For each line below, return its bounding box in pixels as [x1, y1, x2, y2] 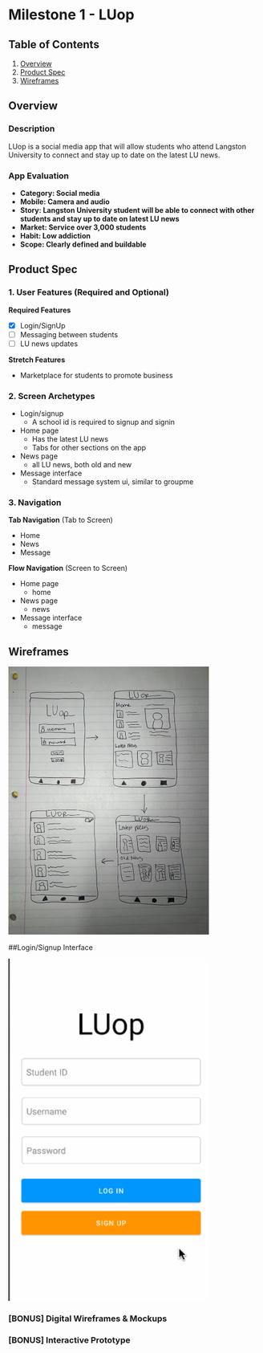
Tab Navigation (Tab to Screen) [8, 516, 114, 525]
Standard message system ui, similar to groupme [31, 477, 194, 487]
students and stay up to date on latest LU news [19, 214, 180, 223]
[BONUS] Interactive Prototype [8, 1335, 131, 1346]
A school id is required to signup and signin [31, 418, 175, 427]
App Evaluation [8, 170, 70, 181]
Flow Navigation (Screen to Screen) [8, 564, 128, 573]
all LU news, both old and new [31, 460, 132, 470]
